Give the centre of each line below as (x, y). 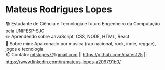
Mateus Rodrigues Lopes (59, 9)
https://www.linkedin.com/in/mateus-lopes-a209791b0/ (63, 62)
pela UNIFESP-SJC (25, 31)
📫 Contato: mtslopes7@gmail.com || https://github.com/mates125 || (76, 54)
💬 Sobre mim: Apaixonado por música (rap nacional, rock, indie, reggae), (81, 43)
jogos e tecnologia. (25, 49)
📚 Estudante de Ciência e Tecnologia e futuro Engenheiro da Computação (83, 23)
